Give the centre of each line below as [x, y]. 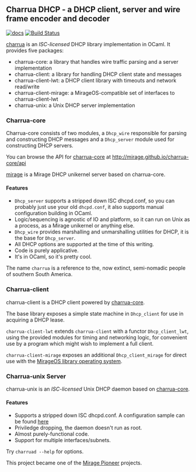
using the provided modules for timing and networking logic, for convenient [97, 337]
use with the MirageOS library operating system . [64, 361]
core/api [16, 163]
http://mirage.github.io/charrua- [150, 157]
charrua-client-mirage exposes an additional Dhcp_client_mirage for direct [96, 355]
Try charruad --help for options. [45, 452]
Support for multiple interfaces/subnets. [62, 440]
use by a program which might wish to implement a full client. [80, 343]
